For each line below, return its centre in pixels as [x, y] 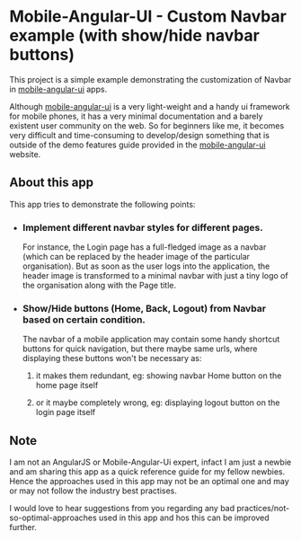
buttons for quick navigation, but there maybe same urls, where [140, 349]
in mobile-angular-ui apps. [58, 89]
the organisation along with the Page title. [99, 286]
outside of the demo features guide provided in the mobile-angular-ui [138, 145]
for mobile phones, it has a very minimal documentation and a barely [136, 116]
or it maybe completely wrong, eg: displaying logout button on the [158, 403]
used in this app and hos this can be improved [184, 518]
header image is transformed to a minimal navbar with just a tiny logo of [155, 276]
